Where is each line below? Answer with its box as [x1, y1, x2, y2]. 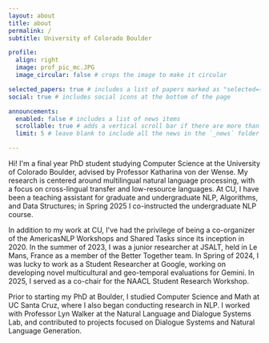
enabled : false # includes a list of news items [15, 115, 181, 123]
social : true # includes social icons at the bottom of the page [8, 93, 231, 101]
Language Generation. [8, 326, 82, 335]
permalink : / [8, 26, 52, 34]
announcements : [8, 107, 59, 115]
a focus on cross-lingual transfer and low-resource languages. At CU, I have [8, 184, 259, 193]
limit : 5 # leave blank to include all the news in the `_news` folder [15, 130, 260, 138]
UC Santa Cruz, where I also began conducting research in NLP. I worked [8, 301, 251, 309]
